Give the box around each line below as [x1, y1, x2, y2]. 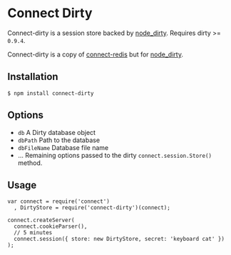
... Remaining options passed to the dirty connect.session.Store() [17, 151, 212, 159]
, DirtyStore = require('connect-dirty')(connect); [14, 204, 171, 211]
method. [17, 159, 43, 167]
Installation [7, 71, 58, 83]
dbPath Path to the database [17, 136, 101, 144]
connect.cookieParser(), [14, 223, 88, 230]
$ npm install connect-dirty [7, 89, 94, 97]
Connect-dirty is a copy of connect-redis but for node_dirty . [7, 50, 184, 59]
